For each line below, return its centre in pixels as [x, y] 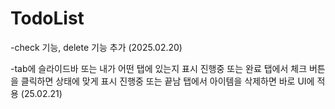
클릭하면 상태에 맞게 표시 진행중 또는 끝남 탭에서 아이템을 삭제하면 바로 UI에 [167, 81]
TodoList [47, 18]
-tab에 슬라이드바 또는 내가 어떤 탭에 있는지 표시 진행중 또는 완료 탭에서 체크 [159, 68]
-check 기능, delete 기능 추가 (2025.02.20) [96, 47]
